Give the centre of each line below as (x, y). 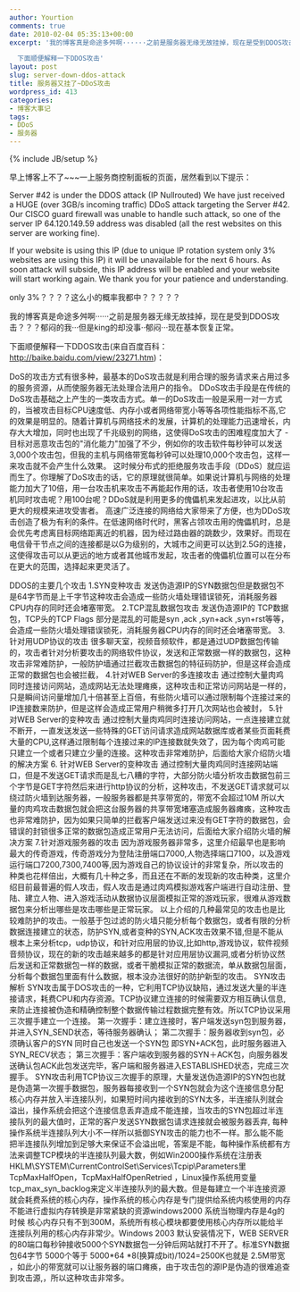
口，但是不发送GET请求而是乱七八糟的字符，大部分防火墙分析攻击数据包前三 (150, 775)
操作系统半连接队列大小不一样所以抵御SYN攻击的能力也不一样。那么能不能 (146, 1133)
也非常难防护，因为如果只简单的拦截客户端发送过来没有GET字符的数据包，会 (150, 820)
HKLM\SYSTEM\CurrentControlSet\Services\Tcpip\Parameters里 (128, 1166)
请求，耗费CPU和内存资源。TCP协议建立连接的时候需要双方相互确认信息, (151, 998)
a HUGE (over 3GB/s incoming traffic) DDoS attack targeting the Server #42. (150, 205)
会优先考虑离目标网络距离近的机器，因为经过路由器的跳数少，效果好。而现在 (150, 533)
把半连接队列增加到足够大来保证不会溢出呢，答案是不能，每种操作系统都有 (146, 1144)
